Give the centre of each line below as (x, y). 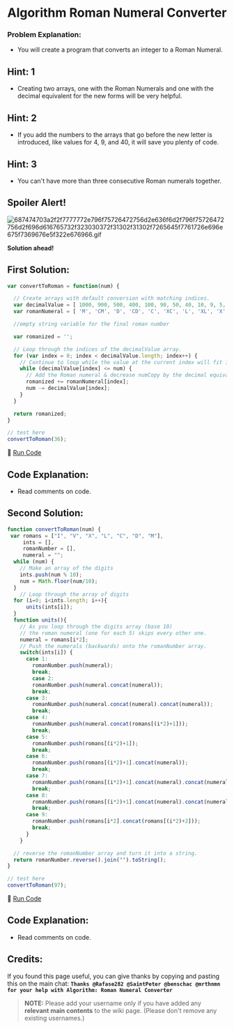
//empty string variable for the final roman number (92, 324)
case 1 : (37, 659)
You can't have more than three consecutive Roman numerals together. (119, 181)
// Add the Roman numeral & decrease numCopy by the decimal (116, 375)
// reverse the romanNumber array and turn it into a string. (106, 853)
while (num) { (34, 562)
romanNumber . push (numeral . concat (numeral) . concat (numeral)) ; (123, 705)
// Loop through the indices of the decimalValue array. (98, 349)
